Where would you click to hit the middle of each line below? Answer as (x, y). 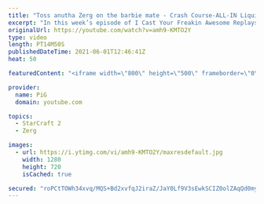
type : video (27, 37)
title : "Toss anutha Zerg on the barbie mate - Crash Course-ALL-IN (123, 15)
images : (21, 145)
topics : (21, 116)
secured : (22, 188)
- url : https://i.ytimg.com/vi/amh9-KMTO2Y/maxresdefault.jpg (119, 152)
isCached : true (47, 174)
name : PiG (31, 95)
